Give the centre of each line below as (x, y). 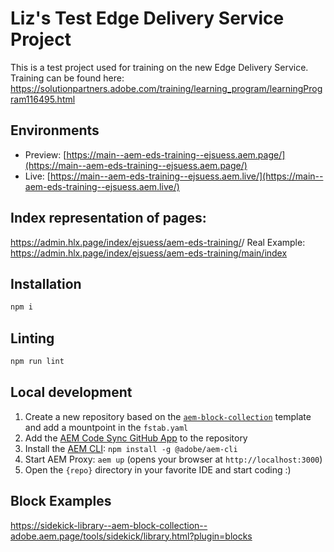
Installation (46, 283)
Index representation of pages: (108, 218)
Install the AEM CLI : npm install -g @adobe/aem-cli (131, 448)
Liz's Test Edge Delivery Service (147, 18)
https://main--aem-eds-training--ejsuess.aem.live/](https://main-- (186, 176)
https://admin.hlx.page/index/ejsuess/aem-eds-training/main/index (149, 253)
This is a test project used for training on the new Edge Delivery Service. (159, 67)
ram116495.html (43, 99)
